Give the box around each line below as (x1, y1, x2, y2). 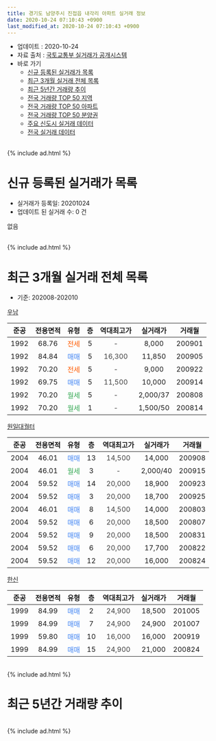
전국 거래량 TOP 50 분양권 (27, 111, 98, 119)
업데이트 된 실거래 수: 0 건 (16, 208, 87, 216)
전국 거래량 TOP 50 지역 (27, 94, 93, 102)
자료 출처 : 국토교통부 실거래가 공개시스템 (16, 51, 128, 59)
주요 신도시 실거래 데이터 (27, 119, 94, 127)
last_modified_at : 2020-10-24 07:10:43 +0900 (7, 23, 139, 29)
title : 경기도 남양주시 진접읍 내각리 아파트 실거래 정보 (7, 10, 146, 17)
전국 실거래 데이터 (27, 128, 75, 136)
